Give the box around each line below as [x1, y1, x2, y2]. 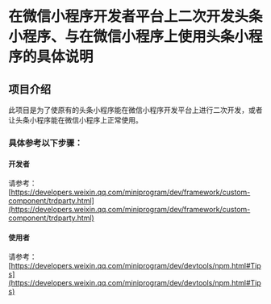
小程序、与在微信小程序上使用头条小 [8, 27, 249, 46]
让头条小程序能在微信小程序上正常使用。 [8, 115, 143, 125]
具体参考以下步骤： [8, 137, 83, 148]
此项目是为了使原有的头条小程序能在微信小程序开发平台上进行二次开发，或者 [8, 106, 263, 115]
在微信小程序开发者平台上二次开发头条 [8, 7, 264, 26]
